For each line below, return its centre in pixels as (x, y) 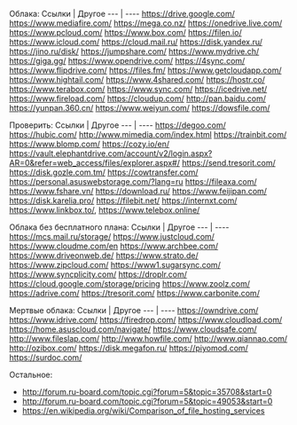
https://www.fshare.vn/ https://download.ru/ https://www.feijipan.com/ (138, 191)
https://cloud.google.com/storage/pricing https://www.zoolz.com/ (130, 283)
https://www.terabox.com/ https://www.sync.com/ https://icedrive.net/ (138, 89)
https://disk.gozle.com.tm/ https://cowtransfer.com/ (104, 172)
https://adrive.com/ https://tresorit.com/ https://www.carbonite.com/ (134, 293)
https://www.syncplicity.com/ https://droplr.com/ (98, 274)
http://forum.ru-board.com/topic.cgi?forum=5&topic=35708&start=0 (147, 392)
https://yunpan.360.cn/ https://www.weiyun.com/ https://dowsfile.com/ (140, 108)
